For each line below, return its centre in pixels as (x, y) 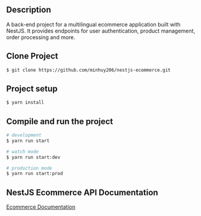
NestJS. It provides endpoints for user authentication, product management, (101, 31)
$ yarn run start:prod (35, 174)
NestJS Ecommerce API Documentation (82, 192)
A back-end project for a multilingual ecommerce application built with (93, 24)
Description (29, 10)
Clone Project (32, 56)
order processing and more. (41, 37)
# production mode (29, 168)
